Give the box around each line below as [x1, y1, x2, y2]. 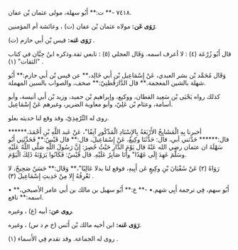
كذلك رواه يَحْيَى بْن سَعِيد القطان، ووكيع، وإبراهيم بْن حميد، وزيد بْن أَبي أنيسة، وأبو [8, 93, 221, 100]
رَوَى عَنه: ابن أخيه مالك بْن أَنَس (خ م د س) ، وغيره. [8, 221, 141, 229]
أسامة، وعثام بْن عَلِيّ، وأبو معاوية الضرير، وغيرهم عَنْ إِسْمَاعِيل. [8, 100, 173, 108]
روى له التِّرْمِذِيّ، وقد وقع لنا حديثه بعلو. [8, 114, 109, 122]
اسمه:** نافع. [8, 193, 44, 201]
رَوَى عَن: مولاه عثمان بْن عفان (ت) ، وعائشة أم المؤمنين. [8, 22, 157, 30]
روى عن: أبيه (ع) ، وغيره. [8, 207, 74, 215]
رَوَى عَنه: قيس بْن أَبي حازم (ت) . [8, 36, 95, 44]
